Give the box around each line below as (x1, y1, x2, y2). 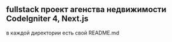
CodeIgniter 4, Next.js (6, 14, 89, 24)
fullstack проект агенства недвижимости (6, 5, 167, 15)
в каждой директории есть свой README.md (6, 29, 120, 36)
